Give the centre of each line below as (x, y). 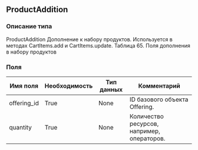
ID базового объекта (159, 99)
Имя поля (24, 86)
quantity (21, 127)
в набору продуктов (32, 52)
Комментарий (159, 86)
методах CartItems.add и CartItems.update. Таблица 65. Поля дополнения (98, 45)
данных (111, 89)
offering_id (24, 103)
